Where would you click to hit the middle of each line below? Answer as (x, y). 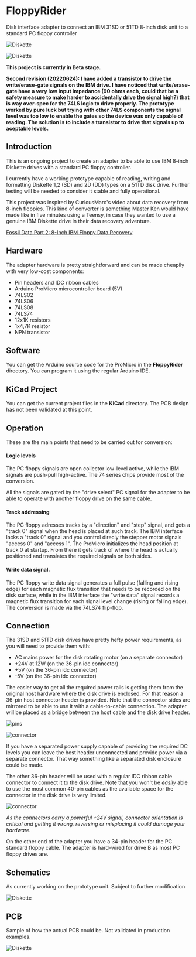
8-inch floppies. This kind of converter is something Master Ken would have (97, 209)
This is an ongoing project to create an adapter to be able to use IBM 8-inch (97, 161)
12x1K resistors (32, 320)
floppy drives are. (27, 854)
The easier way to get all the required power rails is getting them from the (94, 688)
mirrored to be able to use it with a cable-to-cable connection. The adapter (97, 706)
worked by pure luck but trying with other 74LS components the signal (94, 110)
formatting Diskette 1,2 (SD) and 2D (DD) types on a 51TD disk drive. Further (98, 184)
